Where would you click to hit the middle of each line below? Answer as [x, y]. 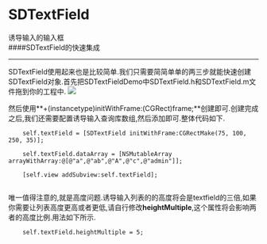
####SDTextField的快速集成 [54, 47]
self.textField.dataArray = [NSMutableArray [97, 154]
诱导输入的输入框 [36, 37]
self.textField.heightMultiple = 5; [83, 232]
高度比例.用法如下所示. [59, 217]
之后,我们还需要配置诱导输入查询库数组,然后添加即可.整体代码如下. [117, 118]
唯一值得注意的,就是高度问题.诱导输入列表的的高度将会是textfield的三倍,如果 [132, 197]
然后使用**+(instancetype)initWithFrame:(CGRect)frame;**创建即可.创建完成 [133, 108]
